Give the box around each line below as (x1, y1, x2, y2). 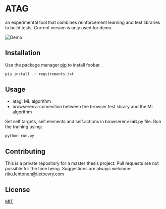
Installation (5, 49, 41, 57)
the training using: (5, 124, 42, 130)
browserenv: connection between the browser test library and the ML (12, 104, 154, 110)
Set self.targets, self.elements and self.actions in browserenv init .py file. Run (5, 119, 162, 125)
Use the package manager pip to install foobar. (5, 62, 101, 68)
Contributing (5, 147, 46, 155)
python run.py (5, 134, 35, 139)
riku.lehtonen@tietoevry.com (5, 171, 64, 177)
